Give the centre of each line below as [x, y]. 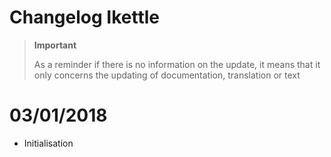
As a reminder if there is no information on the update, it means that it [177, 64]
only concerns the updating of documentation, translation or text [167, 75]
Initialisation [48, 143]
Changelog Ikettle [84, 17]
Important [55, 45]
